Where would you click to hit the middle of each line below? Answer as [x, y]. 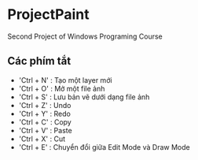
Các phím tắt [39, 61]
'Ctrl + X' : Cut [42, 139]
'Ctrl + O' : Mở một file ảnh [62, 88]
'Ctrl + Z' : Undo [45, 105]
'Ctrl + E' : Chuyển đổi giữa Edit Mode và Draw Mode [104, 147]
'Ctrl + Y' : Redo [45, 113]
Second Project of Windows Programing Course [85, 36]
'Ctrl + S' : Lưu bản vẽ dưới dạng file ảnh [84, 97]
